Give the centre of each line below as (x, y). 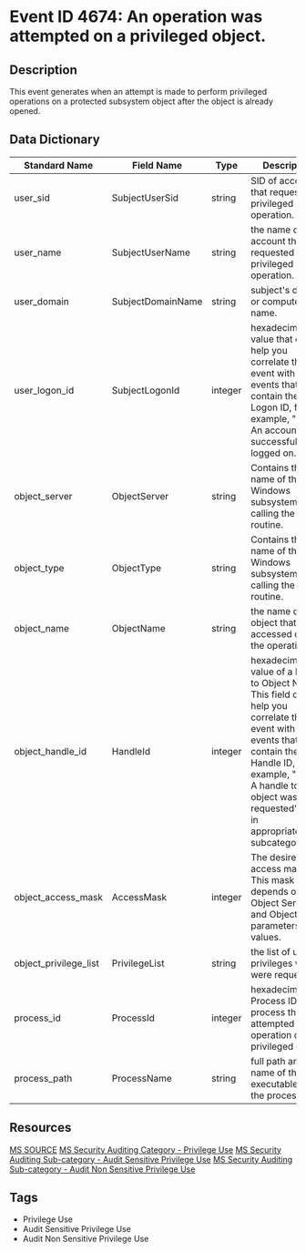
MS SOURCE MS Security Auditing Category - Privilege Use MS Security (146, 1149)
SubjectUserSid (145, 198)
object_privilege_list (57, 963)
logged (265, 453)
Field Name (157, 165)
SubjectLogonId (146, 390)
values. (265, 937)
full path (268, 1061)
